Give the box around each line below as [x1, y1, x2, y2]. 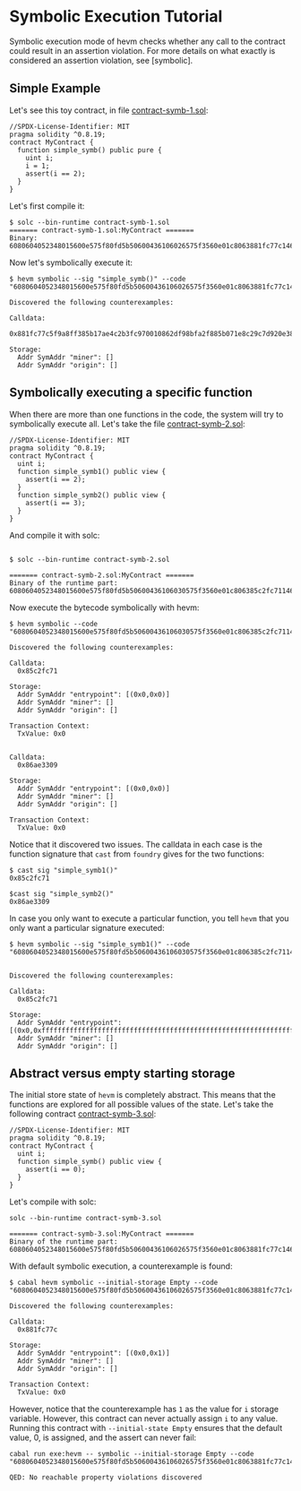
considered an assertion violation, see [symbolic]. [9, 55, 193, 65]
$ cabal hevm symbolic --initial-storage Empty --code [9, 1279, 219, 1288]
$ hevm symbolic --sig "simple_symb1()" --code [9, 939, 191, 949]
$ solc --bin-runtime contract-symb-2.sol [9, 555, 170, 564]
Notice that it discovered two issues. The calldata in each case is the [9, 839, 262, 849]
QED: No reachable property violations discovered [9, 1473, 202, 1482]
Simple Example [9, 81, 101, 96]
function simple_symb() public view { [17, 1158, 163, 1167]
